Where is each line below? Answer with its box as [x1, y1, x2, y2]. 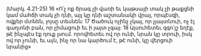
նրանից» [6, 43, 32, 50]
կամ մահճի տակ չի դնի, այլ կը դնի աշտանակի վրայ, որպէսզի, [6, 11, 181, 18]
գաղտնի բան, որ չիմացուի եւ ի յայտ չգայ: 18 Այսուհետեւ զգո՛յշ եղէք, [6, 24, 194, 31]
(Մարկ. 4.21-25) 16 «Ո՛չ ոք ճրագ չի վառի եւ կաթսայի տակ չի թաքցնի [6, 5, 194, 12]
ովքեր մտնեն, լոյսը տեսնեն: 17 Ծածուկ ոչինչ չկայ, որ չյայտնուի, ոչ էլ [6, 18, 195, 24]
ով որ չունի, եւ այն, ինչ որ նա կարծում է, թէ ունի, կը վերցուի [6, 37, 173, 43]
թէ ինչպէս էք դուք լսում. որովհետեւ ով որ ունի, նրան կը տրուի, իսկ [6, 30, 193, 38]
